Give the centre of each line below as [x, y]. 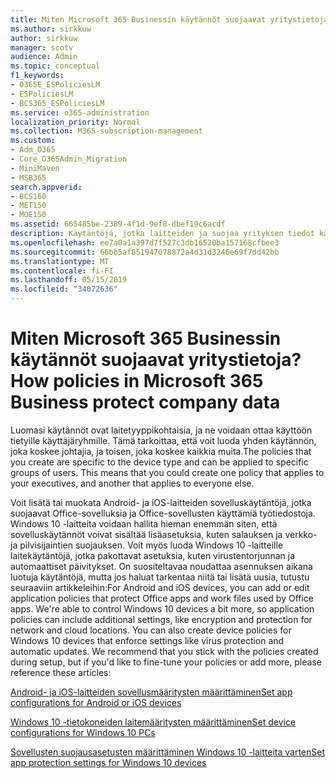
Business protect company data [145, 402]
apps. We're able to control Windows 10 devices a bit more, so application [162, 608]
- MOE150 [28, 215]
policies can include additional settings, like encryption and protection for [161, 619]
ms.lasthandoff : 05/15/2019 [69, 280]
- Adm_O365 [33, 150]
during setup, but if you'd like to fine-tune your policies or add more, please [166, 662]
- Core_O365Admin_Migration [69, 159]
